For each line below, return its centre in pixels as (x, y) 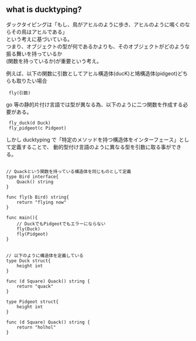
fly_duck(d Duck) (30, 123)
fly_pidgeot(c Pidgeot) (37, 128)
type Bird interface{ (32, 177)
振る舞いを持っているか (34, 54)
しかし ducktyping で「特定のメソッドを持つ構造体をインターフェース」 (93, 139)
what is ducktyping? (44, 10)
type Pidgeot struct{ (32, 302)
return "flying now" (42, 202)
